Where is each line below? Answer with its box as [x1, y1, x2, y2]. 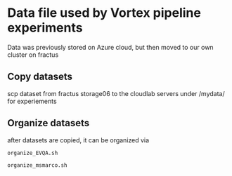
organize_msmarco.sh [7, 161, 68, 169]
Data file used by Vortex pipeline [7, 5, 202, 21]
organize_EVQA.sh [7, 149, 58, 156]
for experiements [7, 97, 58, 105]
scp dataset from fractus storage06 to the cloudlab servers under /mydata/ [7, 89, 225, 97]
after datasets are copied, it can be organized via [7, 135, 150, 144]
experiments [7, 20, 83, 36]
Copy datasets [7, 71, 72, 83]
